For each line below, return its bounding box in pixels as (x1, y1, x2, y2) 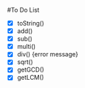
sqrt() (16, 58, 34, 66)
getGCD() (16, 65, 45, 74)
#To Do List (7, 6, 40, 14)
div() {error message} (16, 50, 79, 58)
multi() (16, 43, 36, 51)
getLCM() (16, 74, 45, 82)
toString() (16, 19, 45, 27)
